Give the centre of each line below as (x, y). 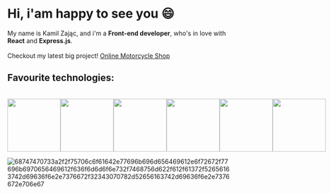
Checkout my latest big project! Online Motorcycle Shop (89, 56)
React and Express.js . (40, 40)
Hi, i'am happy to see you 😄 (91, 14)
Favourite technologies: (61, 78)
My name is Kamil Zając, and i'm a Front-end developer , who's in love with (117, 33)
